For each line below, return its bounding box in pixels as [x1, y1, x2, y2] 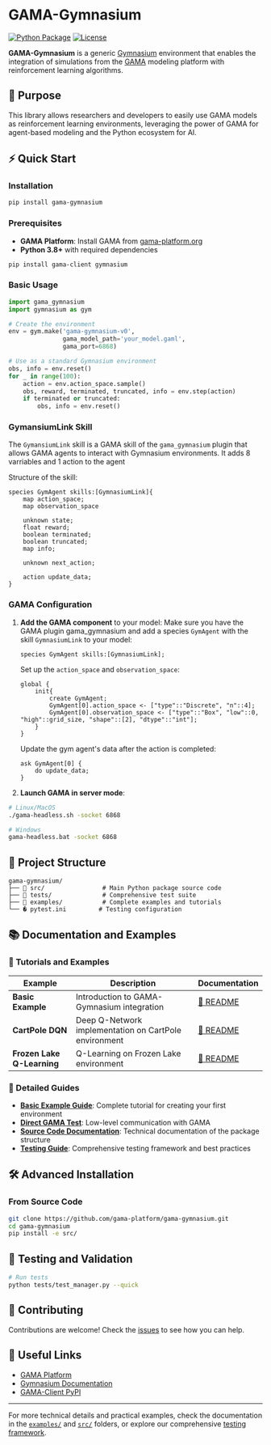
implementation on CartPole [75, 1024, 181, 1036]
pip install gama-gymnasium [8, 198, 103, 207]
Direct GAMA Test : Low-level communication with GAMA [19, 1118, 211, 1128]
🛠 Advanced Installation [8, 1167, 135, 1182]
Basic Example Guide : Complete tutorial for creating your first [19, 1100, 227, 1110]
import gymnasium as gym [8, 305, 92, 313]
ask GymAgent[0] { [19, 759, 82, 768]
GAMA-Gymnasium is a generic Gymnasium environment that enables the [8, 48, 256, 57]
